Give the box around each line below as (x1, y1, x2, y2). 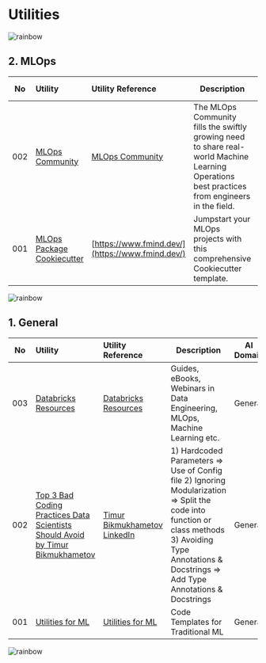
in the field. (193, 200, 235, 211)
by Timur (35, 539, 69, 550)
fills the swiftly (193, 121, 247, 132)
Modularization (170, 485, 227, 496)
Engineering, (170, 402, 218, 413)
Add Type (170, 573, 207, 585)
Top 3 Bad (35, 490, 74, 501)
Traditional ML (170, 626, 224, 637)
